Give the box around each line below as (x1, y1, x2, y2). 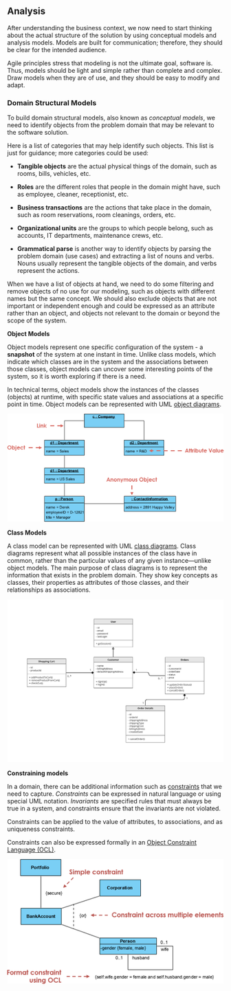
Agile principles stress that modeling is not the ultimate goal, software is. (7, 58, 213, 67)
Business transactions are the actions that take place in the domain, (16, 203, 212, 212)
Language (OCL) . (7, 845, 56, 854)
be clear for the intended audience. (7, 45, 107, 54)
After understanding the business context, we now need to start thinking (7, 23, 212, 32)
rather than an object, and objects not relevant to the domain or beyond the (7, 309, 220, 318)
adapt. (7, 80, 25, 89)
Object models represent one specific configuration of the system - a (7, 343, 203, 351)
